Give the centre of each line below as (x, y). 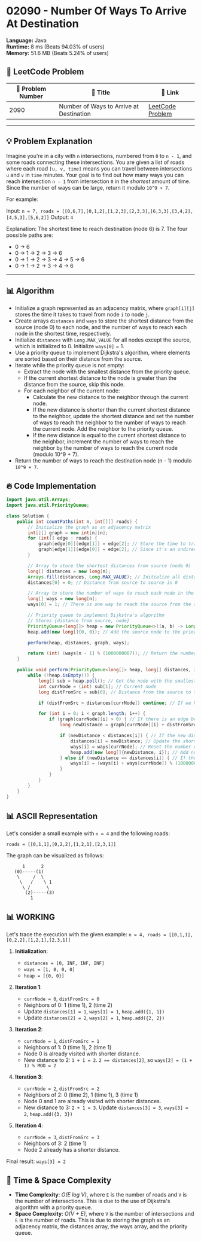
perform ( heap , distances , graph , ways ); (79, 643)
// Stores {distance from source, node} (79, 620)
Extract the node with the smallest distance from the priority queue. (107, 372)
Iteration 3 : (29, 1077)
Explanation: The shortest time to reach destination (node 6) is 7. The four (97, 229)
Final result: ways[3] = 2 (36, 1161)
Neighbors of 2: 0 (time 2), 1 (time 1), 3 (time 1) (81, 1095)
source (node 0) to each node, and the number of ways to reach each (101, 327)
